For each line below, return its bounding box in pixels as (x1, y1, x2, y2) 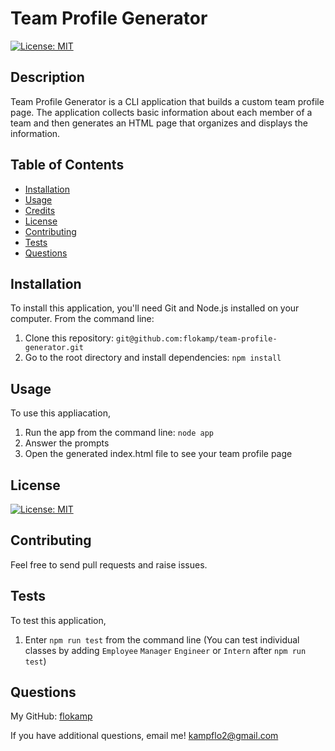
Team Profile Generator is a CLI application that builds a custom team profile (10, 95, 325, 107)
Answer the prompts (24, 437, 110, 449)
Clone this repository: (24, 332, 114, 344)
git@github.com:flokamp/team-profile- (115, 334, 278, 344)
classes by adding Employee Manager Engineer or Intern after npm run (24, 644, 307, 656)
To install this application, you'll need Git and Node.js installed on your (10, 302, 300, 314)
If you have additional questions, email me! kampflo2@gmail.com (10, 730, 279, 742)
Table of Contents (10, 157, 125, 174)
